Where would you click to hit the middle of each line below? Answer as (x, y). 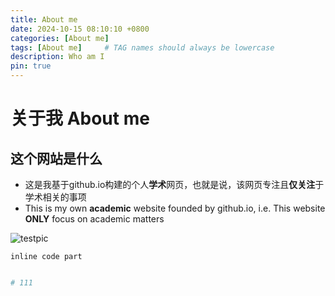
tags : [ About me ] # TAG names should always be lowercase (142, 47)
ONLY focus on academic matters (94, 219)
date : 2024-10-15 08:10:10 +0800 (80, 29)
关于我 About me (80, 118)
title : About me (44, 19)
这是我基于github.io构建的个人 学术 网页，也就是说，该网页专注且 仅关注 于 (174, 184)
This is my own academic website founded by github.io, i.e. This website (175, 208)
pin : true (31, 66)
